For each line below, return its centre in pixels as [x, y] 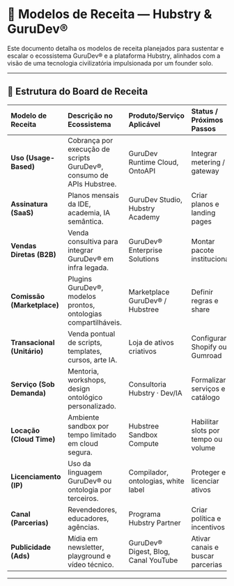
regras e [205, 300]
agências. [83, 527]
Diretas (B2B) [34, 254]
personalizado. [92, 406]
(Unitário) [27, 351]
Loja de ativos [151, 342]
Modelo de [29, 116]
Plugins [80, 279]
